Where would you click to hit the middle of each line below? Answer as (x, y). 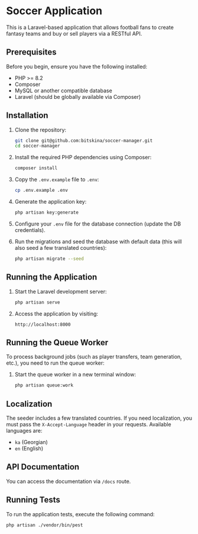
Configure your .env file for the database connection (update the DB (98, 224)
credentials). (30, 230)
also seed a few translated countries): (61, 247)
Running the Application (52, 277)
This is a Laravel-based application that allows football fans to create (90, 27)
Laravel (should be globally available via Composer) (78, 96)
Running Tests (33, 500)
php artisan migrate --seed (49, 259)
